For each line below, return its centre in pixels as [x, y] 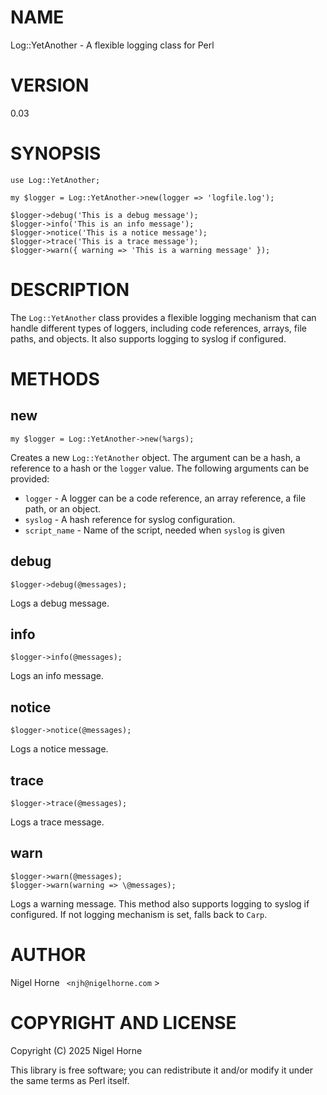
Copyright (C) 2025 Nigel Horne [76, 1050]
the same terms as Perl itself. [70, 1080]
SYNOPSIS [56, 153]
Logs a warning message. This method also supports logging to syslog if [160, 903]
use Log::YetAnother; [55, 180]
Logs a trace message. [57, 822]
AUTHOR [48, 955]
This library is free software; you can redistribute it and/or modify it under [162, 1070]
